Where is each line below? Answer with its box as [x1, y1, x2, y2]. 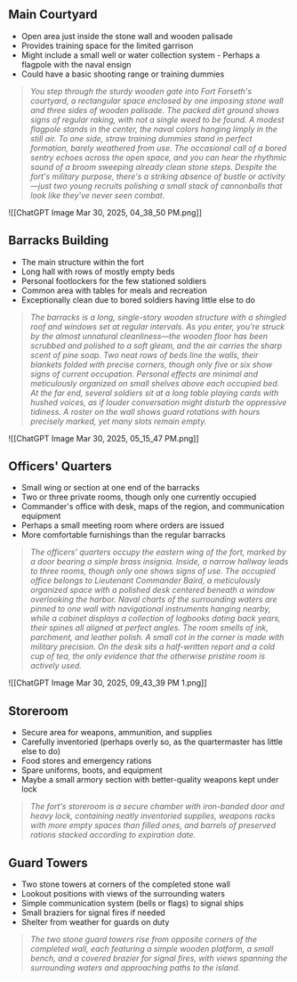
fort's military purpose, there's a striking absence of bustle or [29, 171, 257, 182]
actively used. [29, 661, 82, 671]
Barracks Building [8, 233, 109, 248]
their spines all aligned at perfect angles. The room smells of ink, [29, 622, 269, 633]
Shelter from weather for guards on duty [20, 917, 170, 928]
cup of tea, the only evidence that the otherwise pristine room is [29, 651, 266, 661]
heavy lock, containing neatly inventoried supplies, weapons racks [29, 810, 276, 822]
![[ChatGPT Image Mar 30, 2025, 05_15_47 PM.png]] [8, 433, 199, 443]
